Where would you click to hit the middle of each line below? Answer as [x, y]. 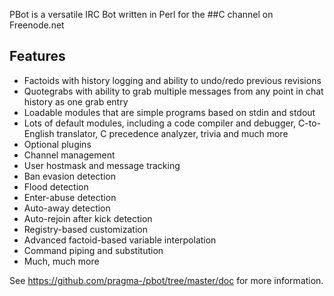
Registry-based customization [85, 229]
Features [37, 56]
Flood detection [56, 186]
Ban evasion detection [69, 176]
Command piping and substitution [93, 250]
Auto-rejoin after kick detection [88, 218]
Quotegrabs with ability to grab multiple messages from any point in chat [173, 91]
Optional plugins [57, 144]
